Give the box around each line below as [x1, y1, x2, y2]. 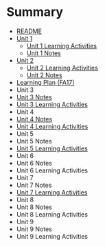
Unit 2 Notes [26, 70, 62, 79]
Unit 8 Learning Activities [16, 210, 89, 218]
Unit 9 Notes [16, 225, 52, 233]
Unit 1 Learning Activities [26, 41, 97, 50]
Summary [6, 4, 63, 20]
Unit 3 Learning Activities [16, 100, 89, 108]
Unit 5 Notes [16, 137, 52, 145]
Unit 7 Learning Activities [16, 188, 88, 197]
